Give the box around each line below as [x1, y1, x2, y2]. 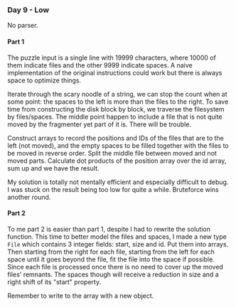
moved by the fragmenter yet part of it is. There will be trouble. [7, 119, 192, 129]
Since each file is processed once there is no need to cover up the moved [7, 262, 224, 271]
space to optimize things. [7, 76, 82, 85]
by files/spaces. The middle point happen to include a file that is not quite [7, 112, 222, 121]
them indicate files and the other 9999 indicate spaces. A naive [7, 60, 193, 69]
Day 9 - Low [7, 5, 50, 15]
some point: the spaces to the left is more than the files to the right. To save [7, 97, 229, 106]
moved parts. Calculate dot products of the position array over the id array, [7, 156, 227, 165]
